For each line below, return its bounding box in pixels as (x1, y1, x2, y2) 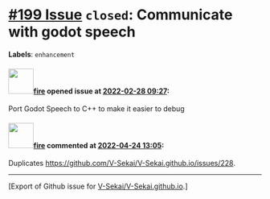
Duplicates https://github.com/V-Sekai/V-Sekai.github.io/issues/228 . (8, 159, 235, 168)
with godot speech (8, 23, 136, 41)
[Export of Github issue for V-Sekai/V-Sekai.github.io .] (8, 181, 188, 191)
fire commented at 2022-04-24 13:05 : (33, 140, 165, 150)
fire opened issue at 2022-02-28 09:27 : (33, 86, 170, 96)
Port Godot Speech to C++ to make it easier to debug (8, 104, 185, 114)
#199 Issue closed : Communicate (8, 6, 233, 24)
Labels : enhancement (8, 49, 75, 59)
